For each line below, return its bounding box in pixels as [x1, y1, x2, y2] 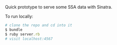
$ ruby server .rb [5, 31, 40, 37]
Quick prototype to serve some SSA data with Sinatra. [5, 4, 113, 10]
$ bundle [5, 27, 23, 32]
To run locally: [5, 14, 33, 19]
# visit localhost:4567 [5, 36, 53, 41]
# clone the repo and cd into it [5, 23, 73, 28]
